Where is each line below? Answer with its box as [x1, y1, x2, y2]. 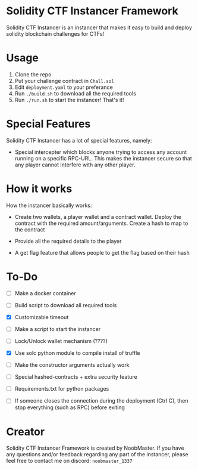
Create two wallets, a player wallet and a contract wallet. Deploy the [14, 213, 181, 220]
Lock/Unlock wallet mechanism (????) [14, 337, 108, 344]
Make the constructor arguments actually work [14, 361, 130, 369]
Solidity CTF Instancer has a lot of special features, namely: [6, 137, 152, 144]
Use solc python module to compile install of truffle [14, 350, 140, 356]
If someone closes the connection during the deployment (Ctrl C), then [14, 397, 188, 404]
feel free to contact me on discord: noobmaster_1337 [6, 457, 133, 465]
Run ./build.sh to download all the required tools [14, 89, 137, 97]
